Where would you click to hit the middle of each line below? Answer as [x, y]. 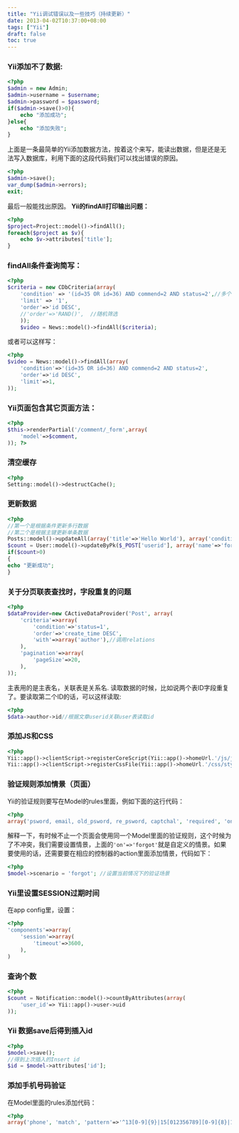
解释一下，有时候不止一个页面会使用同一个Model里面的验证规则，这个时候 [116, 836]
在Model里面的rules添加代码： [52, 1102]
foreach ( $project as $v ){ [46, 233]
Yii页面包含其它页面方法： [52, 408]
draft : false [27, 34]
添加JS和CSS [30, 736]
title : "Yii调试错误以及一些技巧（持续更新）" [69, 14]
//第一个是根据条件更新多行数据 [48, 526]
